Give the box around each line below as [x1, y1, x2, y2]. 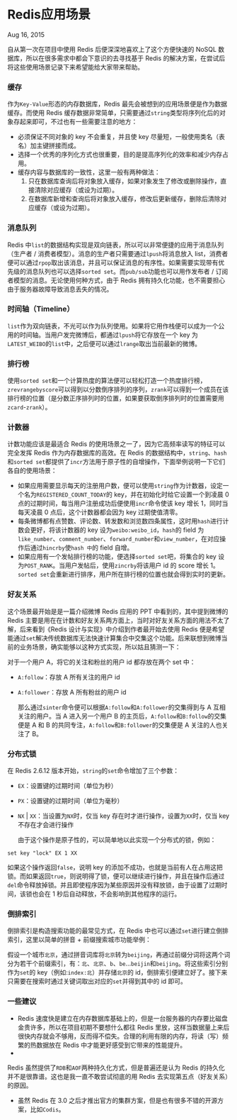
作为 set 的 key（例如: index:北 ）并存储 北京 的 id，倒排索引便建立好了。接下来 [7, 968, 228, 977]
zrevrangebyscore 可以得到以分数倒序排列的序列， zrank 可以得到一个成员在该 [7, 385, 229, 394]
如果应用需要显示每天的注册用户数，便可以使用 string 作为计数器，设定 [17, 482, 223, 490]
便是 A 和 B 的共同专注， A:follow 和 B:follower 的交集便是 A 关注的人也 [17, 721, 222, 729]
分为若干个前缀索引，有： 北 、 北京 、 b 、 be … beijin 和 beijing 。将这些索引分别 [7, 959, 229, 968]
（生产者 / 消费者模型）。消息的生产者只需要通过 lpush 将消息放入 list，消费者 [7, 249, 229, 257]
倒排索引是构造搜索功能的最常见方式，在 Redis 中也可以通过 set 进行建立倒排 [7, 926, 229, 935]
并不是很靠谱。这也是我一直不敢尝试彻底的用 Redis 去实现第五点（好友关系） [7, 1072, 229, 1080]
